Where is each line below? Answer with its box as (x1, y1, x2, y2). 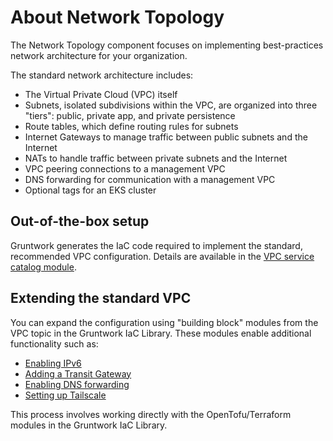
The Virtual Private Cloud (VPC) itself (24, 88, 178, 100)
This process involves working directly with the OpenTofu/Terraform (10, 408, 292, 420)
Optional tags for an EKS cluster (24, 184, 157, 196)
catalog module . (10, 261, 77, 273)
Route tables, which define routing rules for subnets (24, 120, 239, 132)
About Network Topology (10, 6, 225, 29)
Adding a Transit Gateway (24, 367, 132, 380)
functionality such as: (10, 337, 99, 350)
